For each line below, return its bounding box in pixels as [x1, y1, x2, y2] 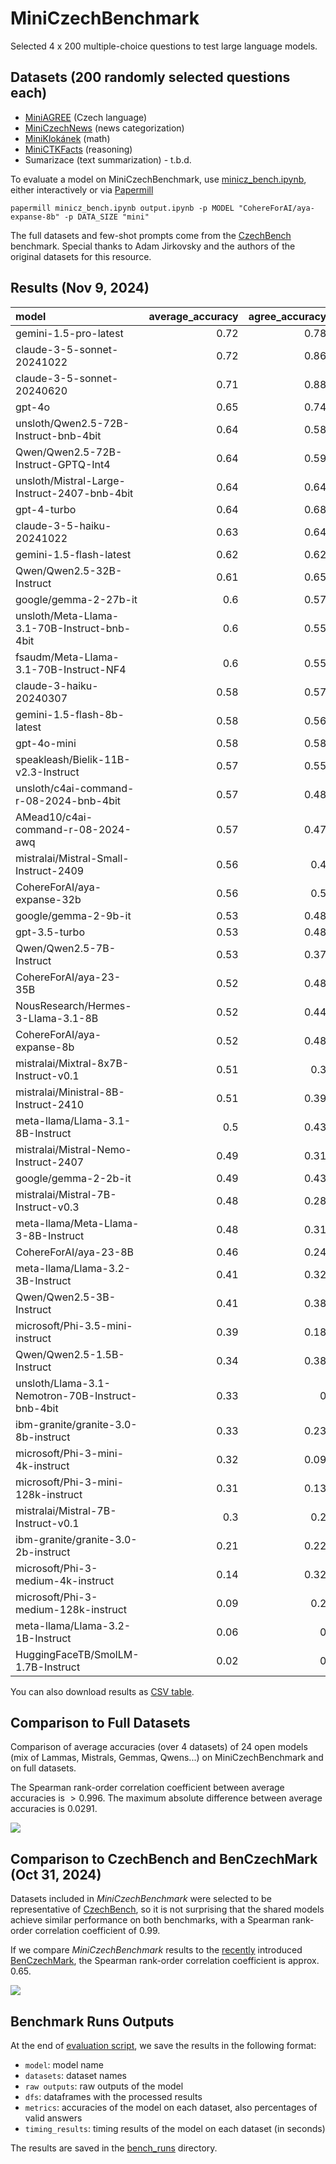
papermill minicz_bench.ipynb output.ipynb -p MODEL [10, 203, 235, 213]
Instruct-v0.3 [15, 1200, 80, 1214]
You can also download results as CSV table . [10, 1685, 195, 1697]
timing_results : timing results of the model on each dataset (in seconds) [24, 2123, 326, 2134]
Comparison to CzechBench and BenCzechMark [10, 1850, 318, 1867]
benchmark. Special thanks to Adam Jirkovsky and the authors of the [10, 240, 296, 252]
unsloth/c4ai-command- [15, 781, 135, 795]
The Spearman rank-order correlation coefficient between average [10, 1782, 285, 1794]
